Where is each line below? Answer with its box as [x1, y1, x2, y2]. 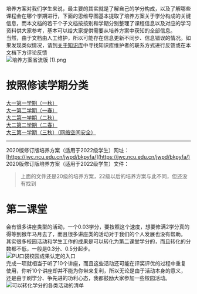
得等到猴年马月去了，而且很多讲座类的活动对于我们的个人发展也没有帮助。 [6, 230, 186, 237]
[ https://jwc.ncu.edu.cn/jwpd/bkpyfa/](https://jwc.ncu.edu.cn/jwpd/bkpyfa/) [6, 153, 191, 160]
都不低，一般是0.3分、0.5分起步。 [11, 245, 94, 252]
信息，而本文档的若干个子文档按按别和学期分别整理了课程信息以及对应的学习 [6, 20, 191, 26]
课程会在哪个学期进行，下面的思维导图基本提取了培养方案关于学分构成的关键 [6, 12, 191, 19]
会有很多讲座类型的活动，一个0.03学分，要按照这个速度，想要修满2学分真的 [6, 223, 190, 230]
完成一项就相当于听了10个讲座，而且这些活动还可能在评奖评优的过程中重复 [6, 259, 186, 266]
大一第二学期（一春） [6, 107, 57, 114]
